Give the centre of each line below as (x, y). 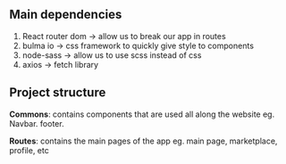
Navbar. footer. (37, 123)
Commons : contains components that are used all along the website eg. (142, 114)
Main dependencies (66, 15)
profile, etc (29, 150)
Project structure (58, 93)
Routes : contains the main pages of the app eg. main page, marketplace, (143, 141)
